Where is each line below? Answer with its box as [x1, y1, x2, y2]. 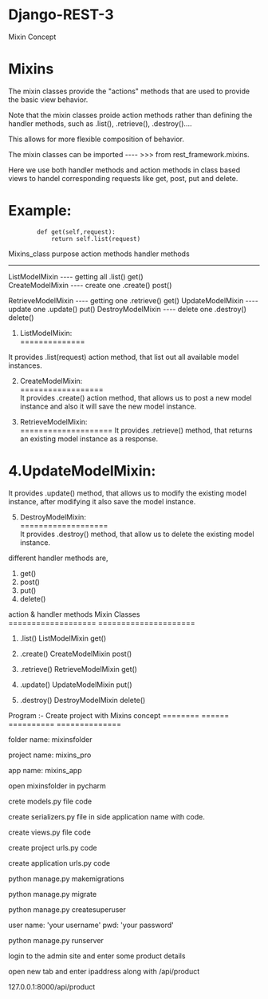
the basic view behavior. [8, 94, 89, 105]
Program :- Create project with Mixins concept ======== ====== [8, 710, 230, 720]
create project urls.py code [8, 843, 97, 852]
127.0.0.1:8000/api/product [8, 981, 96, 991]
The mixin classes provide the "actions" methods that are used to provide [8, 86, 250, 96]
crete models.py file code [8, 796, 93, 806]
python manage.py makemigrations [8, 874, 125, 883]
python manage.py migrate [8, 889, 97, 898]
